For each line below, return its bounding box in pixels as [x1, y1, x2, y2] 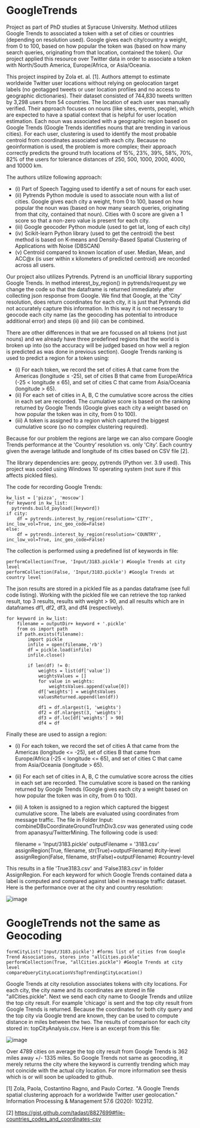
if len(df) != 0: [27, 662, 70, 668]
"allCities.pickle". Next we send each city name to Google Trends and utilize [6, 993, 193, 1000]
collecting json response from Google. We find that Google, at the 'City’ [6, 292, 182, 299]
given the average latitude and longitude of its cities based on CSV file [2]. [6, 447, 189, 454]
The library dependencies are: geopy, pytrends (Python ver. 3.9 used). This [6, 458, 192, 466]
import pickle [27, 636, 63, 643]
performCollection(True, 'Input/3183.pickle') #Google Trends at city [6, 558, 186, 565]
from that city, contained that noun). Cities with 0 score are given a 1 [14, 210, 183, 218]
